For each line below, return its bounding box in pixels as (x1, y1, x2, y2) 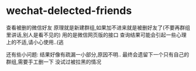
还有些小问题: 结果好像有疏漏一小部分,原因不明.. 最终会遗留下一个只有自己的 (6, 51, 190, 58)
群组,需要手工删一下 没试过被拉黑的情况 (6, 58, 101, 65)
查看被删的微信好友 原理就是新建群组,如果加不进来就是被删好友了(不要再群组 (6, 24, 191, 31)
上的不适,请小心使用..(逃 (6, 38, 64, 45)
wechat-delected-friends (6, 4, 132, 17)
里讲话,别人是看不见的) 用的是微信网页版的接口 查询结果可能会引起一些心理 (6, 31, 187, 38)
